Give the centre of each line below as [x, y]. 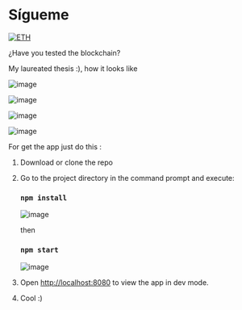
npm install [43, 198]
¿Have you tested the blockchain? [65, 52]
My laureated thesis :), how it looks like [73, 68]
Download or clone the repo [66, 162]
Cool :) [31, 298]
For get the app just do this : [55, 146]
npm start [39, 250]
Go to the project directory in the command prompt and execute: [127, 178]
